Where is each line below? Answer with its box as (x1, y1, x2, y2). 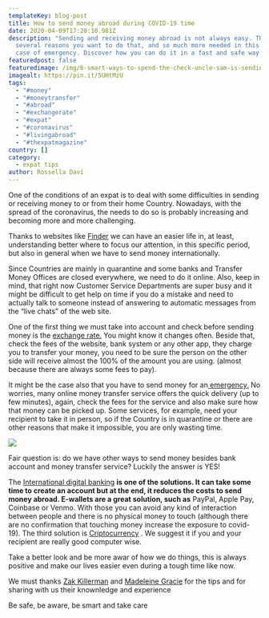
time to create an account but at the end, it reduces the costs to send (8, 486, 243, 495)
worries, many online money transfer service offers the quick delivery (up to (8, 389, 259, 398)
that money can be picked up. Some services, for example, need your (8, 406, 238, 415)
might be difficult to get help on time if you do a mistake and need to (8, 289, 234, 299)
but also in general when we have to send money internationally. (8, 248, 220, 257)
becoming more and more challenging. (8, 216, 136, 225)
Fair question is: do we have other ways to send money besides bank (8, 454, 236, 462)
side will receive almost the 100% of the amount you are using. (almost (8, 356, 242, 366)
